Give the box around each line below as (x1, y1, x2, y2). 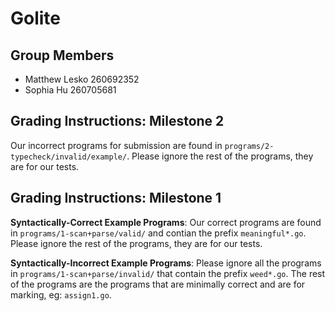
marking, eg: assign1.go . (10, 288, 112, 301)
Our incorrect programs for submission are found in (10, 139, 223, 151)
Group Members (10, 47, 115, 64)
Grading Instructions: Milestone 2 (10, 113, 225, 130)
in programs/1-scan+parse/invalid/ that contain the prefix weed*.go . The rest (10, 267, 326, 279)
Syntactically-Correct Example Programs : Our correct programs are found (10, 216, 322, 228)
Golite (10, 7, 62, 30)
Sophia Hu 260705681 (24, 84, 117, 96)
